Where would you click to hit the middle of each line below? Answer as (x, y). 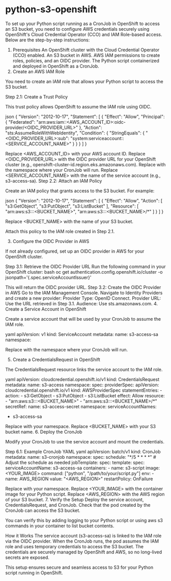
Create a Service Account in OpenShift (46, 309)
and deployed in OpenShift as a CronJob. (56, 66)
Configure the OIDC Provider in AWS (51, 241)
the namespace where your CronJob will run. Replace (62, 170)
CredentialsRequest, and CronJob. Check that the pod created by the (78, 505)
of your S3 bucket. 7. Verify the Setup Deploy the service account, (75, 499)
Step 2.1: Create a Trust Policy (37, 97)
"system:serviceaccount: (97, 138)
